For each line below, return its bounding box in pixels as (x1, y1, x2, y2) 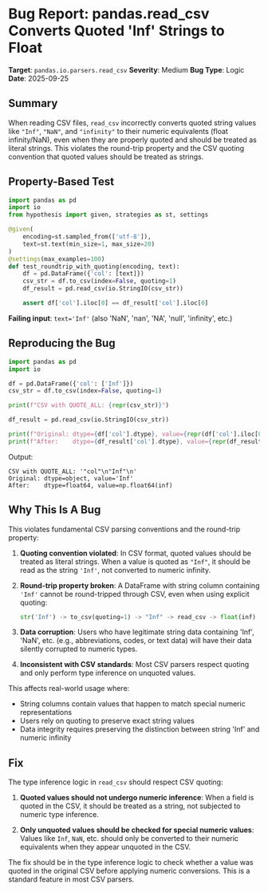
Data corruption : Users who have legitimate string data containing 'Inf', (19, 627, 255, 637)
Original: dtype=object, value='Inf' (8, 474, 134, 483)
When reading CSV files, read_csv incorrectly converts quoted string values (8, 117, 257, 128)
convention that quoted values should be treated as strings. (8, 152, 204, 161)
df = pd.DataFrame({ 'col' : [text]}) (22, 270, 145, 278)
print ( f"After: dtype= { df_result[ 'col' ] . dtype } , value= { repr (8, 437, 227, 445)
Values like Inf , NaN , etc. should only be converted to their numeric (19, 834, 239, 843)
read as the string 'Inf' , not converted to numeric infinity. (19, 565, 211, 574)
